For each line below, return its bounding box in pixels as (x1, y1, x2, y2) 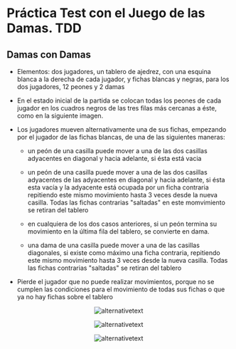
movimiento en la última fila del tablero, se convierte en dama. (27, 227, 210, 236)
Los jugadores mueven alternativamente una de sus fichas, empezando (16, 125, 227, 133)
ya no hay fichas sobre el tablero (16, 293, 113, 301)
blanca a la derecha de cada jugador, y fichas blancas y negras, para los (16, 75, 230, 83)
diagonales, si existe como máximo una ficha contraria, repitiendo (27, 249, 221, 257)
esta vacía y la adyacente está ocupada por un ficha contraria (27, 183, 209, 192)
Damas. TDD (6, 20, 82, 36)
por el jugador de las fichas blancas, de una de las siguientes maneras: (16, 133, 225, 141)
